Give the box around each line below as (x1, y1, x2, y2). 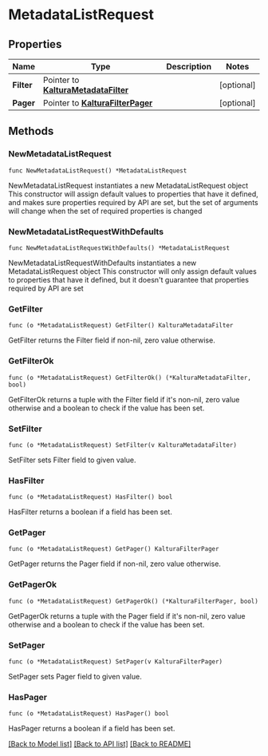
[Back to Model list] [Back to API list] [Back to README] (8, 739, 191, 749)
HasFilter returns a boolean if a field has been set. (8, 507, 173, 517)
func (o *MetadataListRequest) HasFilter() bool (8, 493, 173, 501)
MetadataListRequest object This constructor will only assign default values (8, 266, 257, 276)
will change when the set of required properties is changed (8, 206, 203, 216)
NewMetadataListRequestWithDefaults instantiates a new (8, 258, 197, 267)
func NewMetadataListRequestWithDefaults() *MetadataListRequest (8, 243, 230, 252)
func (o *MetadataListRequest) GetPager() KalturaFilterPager (8, 545, 219, 553)
